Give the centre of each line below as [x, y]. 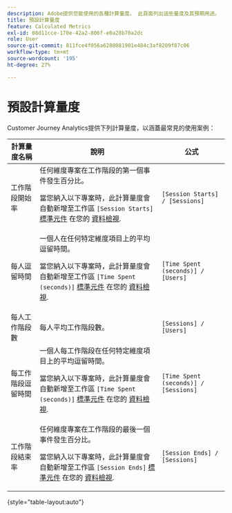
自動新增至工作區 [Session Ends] [93, 467]
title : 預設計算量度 [33, 20]
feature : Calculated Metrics [49, 26]
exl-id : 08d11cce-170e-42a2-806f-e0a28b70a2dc [75, 33]
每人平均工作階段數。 [74, 327]
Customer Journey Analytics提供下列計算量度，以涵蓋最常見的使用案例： [111, 128]
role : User [23, 39]
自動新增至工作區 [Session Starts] [96, 208]
